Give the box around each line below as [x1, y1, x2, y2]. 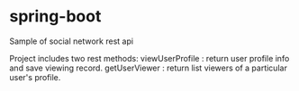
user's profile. [9, 71, 61, 82]
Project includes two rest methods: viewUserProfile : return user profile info [9, 53, 290, 63]
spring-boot [9, 6, 102, 27]
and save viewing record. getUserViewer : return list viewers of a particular [9, 62, 288, 73]
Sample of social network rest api [9, 36, 133, 46]
